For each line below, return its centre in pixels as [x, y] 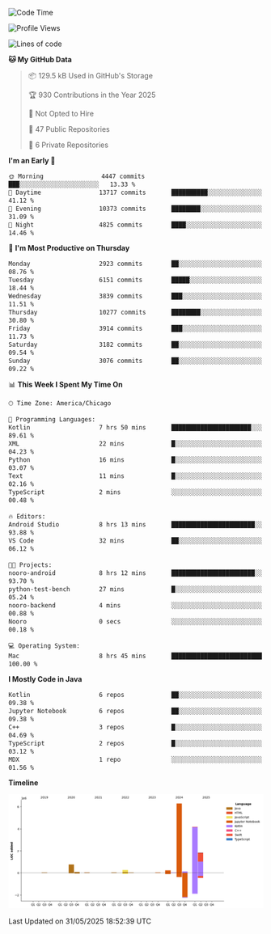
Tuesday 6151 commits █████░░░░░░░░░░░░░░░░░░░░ [135, 280]
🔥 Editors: [27, 517]
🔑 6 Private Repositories [68, 145]
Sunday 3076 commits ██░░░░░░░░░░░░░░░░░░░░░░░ [135, 361]
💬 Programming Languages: [52, 420]
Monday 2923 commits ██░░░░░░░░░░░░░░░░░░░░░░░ [135, 264]
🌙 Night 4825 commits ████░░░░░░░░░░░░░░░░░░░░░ [135, 225]
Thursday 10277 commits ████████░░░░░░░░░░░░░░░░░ [135, 312]
